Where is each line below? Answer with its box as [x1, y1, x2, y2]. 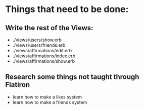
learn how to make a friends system [12, 99, 87, 105]
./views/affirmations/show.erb [12, 58, 75, 64]
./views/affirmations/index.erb [12, 53, 76, 59]
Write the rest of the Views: [5, 24, 93, 32]
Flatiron [5, 80, 30, 89]
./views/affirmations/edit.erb [12, 48, 72, 53]
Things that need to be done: [5, 4, 129, 15]
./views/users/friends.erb [12, 42, 66, 48]
